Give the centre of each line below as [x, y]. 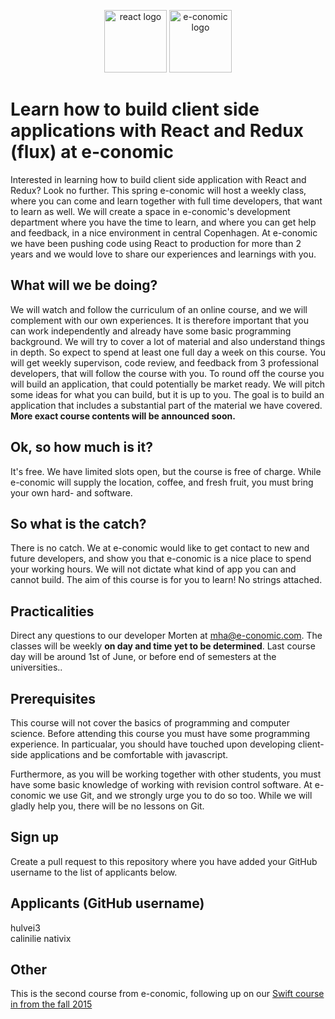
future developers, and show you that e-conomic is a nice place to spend [161, 559]
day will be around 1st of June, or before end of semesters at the [143, 657]
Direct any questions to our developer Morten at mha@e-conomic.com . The [166, 636]
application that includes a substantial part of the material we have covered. [166, 405]
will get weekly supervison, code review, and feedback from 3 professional [164, 362]
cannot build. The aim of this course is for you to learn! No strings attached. [166, 580]
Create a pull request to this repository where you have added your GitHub [164, 861]
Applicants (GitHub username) [107, 903]
